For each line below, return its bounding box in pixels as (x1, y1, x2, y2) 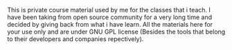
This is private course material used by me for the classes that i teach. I (7, 6, 211, 14)
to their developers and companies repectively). (7, 35, 144, 43)
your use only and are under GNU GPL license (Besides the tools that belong (7, 27, 226, 36)
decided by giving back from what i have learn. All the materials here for (7, 21, 213, 28)
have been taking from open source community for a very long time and (7, 13, 213, 21)
